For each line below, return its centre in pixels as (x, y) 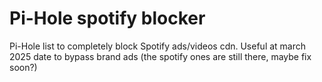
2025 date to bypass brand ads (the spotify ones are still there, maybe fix (160, 56)
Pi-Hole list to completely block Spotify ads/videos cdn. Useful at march (158, 46)
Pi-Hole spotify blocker (107, 18)
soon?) (23, 67)
